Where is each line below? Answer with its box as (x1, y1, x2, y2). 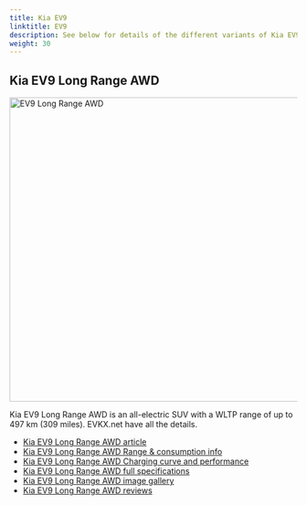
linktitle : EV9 (9, 22, 68, 31)
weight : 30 (9, 38, 51, 48)
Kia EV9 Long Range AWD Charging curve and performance (22, 456, 249, 467)
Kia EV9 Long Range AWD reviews (22, 485, 153, 496)
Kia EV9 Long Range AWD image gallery (22, 476, 175, 487)
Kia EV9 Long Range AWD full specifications (22, 466, 190, 477)
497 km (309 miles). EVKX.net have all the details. (9, 419, 198, 430)
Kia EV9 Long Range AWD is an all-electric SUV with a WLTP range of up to (9, 409, 293, 420)
